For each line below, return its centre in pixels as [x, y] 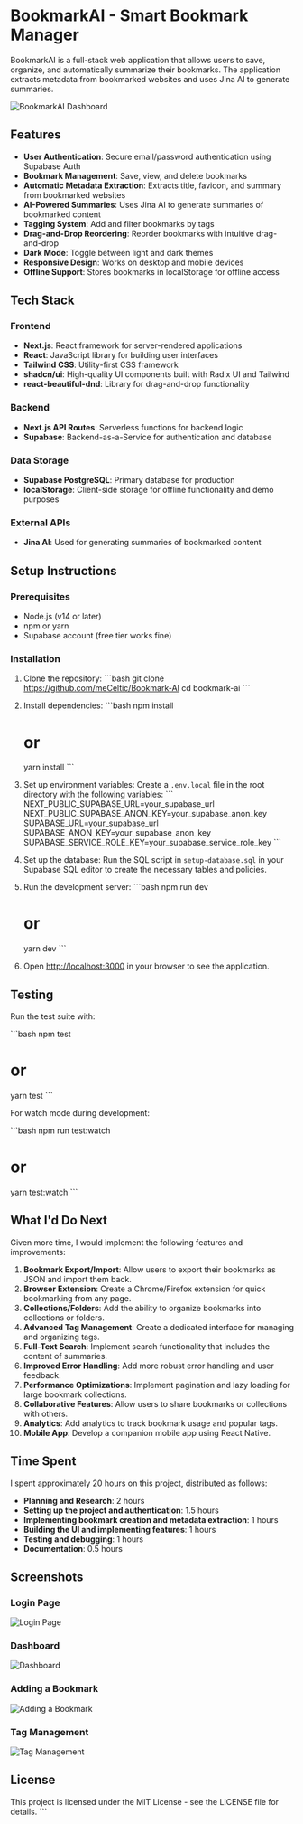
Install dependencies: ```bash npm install [98, 705]
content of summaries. [65, 1356]
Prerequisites [40, 596]
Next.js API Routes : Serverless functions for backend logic [133, 427]
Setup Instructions [64, 571]
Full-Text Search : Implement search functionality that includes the [146, 1346]
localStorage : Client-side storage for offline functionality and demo [148, 490]
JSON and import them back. [77, 1279]
